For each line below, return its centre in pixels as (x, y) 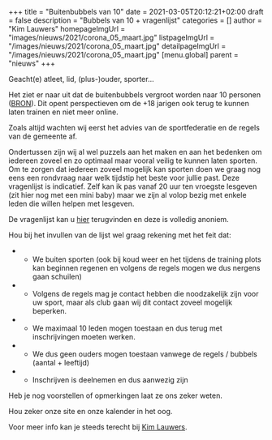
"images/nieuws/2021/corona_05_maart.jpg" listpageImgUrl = (112, 37)
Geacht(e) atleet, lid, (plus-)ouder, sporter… (81, 79)
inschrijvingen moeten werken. (84, 337)
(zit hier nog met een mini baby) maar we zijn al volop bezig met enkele (127, 195)
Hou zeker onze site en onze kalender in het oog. (91, 411)
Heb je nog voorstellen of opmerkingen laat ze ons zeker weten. (116, 395)
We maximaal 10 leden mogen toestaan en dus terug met (127, 328)
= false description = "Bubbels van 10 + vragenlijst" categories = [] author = (135, 20)
